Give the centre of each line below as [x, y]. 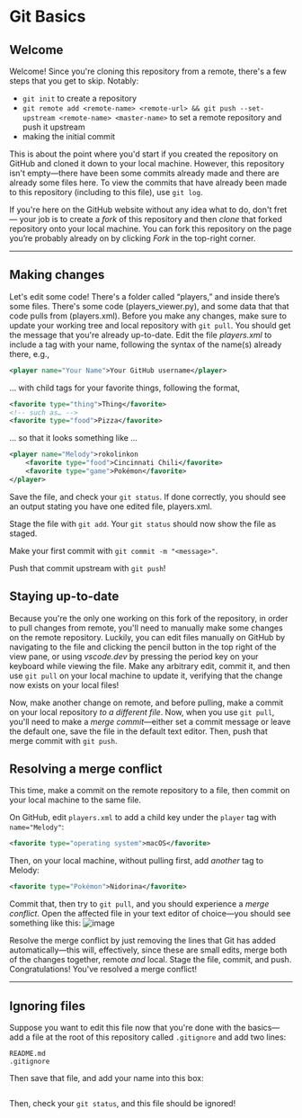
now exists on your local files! [64, 684]
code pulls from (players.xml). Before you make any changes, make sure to [148, 316]
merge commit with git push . [63, 740]
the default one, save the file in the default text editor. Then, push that [138, 731]
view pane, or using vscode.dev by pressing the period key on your [134, 656]
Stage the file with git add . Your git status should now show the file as [143, 523]
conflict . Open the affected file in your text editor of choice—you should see [150, 914]
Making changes [57, 275]
